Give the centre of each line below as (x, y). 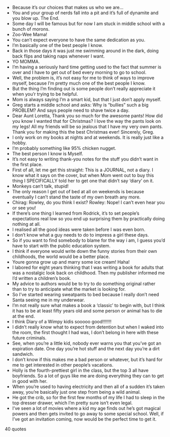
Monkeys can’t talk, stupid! (40, 186)
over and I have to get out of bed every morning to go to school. (79, 72)
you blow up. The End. (36, 18)
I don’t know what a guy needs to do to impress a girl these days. (80, 235)
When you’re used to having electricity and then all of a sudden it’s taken (88, 387)
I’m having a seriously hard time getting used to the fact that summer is (87, 67)
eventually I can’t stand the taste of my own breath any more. (76, 197)
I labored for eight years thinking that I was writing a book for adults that (88, 267)
